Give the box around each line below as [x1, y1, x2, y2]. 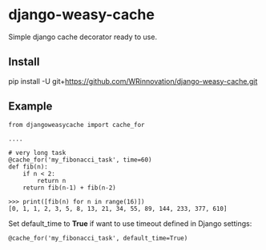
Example [8, 100, 53, 113]
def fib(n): [8, 162, 48, 171]
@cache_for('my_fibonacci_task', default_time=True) [8, 234, 188, 242]
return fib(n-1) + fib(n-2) [22, 184, 116, 192]
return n [37, 177, 66, 185]
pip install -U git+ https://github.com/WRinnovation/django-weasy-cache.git [8, 76, 258, 85]
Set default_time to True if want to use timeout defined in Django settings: [8, 218, 252, 228]
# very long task [8, 149, 66, 157]
